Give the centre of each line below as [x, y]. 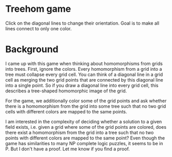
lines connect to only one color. [39, 28]
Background [32, 50]
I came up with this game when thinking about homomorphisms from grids [84, 63]
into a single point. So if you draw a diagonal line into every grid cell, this [82, 85]
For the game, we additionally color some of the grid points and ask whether [86, 101]
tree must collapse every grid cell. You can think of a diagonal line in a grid [84, 74]
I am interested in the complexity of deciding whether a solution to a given [84, 122]
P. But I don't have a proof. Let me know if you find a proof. [68, 149]
